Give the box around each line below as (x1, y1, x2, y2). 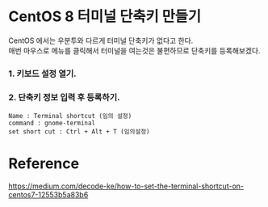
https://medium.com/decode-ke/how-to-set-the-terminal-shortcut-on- (8, 181, 245, 191)
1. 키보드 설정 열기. (8, 68, 77, 79)
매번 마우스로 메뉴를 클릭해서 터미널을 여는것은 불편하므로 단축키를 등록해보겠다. (8, 45, 261, 55)
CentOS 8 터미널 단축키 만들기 (8, 7, 202, 26)
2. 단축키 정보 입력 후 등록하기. (8, 91, 120, 103)
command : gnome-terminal (8, 119, 95, 128)
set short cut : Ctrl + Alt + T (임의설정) (8, 128, 150, 136)
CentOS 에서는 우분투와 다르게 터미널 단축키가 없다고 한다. (8, 36, 194, 45)
